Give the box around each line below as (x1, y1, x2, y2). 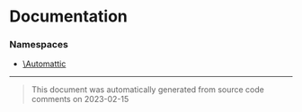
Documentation (9, 6, 129, 27)
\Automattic (22, 58, 67, 69)
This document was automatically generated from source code (31, 84, 265, 95)
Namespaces (9, 39, 69, 51)
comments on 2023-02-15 (31, 94, 129, 105)
